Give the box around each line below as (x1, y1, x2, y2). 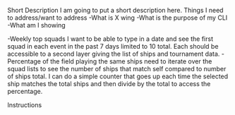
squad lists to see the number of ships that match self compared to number (7, 65, 227, 73)
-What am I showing (7, 21, 66, 29)
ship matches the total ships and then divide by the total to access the (7, 80, 211, 87)
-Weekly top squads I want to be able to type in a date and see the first (7, 35, 214, 43)
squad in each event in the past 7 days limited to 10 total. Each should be (7, 42, 219, 50)
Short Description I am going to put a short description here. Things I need (7, 6, 224, 14)
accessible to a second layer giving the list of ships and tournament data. (7, 49, 220, 58)
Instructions (7, 101, 42, 109)
